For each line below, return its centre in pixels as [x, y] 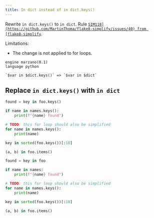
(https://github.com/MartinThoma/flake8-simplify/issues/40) [70, 29]
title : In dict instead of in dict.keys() [50, 10]
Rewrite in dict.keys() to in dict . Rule [46, 24]
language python [22, 66]
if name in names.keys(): [32, 111]
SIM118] [96, 24]
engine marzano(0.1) [27, 62]
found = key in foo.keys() [33, 102]
